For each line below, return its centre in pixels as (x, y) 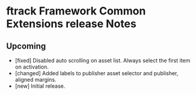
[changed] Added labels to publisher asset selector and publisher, (96, 73)
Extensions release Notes (71, 24)
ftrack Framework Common (76, 11)
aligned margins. (35, 80)
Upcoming (26, 46)
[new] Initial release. (40, 86)
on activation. (32, 67)
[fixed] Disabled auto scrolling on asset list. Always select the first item (103, 60)
